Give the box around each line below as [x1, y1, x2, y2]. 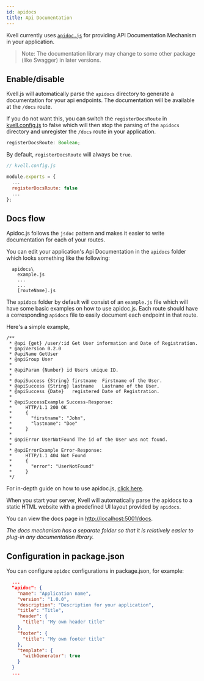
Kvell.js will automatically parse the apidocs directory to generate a [6, 90, 174, 98]
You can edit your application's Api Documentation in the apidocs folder [6, 248, 186, 256]
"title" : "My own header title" [22, 619, 105, 625]
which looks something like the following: [6, 254, 110, 262]
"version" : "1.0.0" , [17, 596, 70, 602]
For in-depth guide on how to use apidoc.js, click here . [6, 485, 144, 492]
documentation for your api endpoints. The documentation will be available [6, 97, 195, 104]
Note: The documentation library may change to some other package [21, 50, 195, 57]
